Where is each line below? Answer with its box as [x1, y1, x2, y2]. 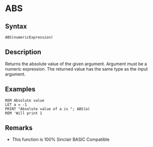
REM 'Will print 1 [5, 111, 42, 116]
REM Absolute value [5, 98, 45, 103]
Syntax [5, 22, 27, 30]
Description [5, 48, 41, 56]
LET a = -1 [5, 102, 27, 107]
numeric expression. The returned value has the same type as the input [5, 66, 148, 72]
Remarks [5, 124, 33, 132]
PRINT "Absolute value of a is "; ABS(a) [5, 106, 90, 111]
